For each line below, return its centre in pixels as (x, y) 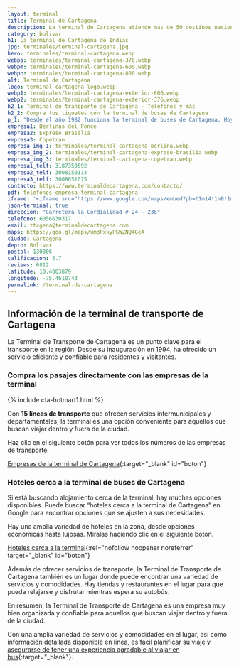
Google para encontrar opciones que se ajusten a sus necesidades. (106, 512)
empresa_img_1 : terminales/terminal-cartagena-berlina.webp (99, 146)
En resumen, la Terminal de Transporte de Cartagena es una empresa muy (116, 605)
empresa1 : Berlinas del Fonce (52, 126)
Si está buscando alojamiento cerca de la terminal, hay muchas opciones (115, 497)
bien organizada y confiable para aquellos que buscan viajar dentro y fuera (117, 613)
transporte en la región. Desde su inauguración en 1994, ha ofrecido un (112, 350)
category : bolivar (34, 34)
